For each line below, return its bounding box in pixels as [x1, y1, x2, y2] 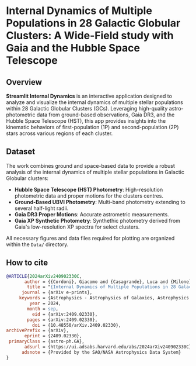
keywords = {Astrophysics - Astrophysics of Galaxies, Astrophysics [19, 295, 190, 301]
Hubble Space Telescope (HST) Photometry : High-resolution [14, 186, 163, 193]
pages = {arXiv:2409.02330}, [27, 317, 98, 323]
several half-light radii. [14, 205, 69, 212]
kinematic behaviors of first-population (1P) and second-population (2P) [6, 124, 179, 130]
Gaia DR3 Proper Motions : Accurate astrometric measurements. [14, 210, 169, 217]
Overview [6, 77, 43, 87]
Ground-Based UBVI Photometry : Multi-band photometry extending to [14, 198, 185, 205]
